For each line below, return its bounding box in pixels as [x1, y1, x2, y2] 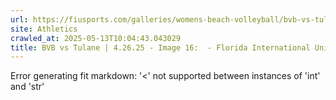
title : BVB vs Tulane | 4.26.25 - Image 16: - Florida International [10, 42, 311, 53]
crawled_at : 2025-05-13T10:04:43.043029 [10, 33, 182, 43]
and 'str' [10, 81, 45, 93]
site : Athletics [10, 24, 78, 34]
